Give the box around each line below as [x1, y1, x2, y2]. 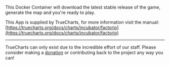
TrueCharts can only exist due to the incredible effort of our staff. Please [5, 44, 156, 50]
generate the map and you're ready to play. [5, 9, 96, 15]
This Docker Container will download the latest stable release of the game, [5, 4, 161, 10]
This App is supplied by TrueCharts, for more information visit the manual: [5, 19, 159, 25]
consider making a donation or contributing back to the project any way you [5, 49, 163, 55]
